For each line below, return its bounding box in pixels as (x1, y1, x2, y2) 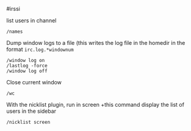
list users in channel (6, 17, 57, 24)
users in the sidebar (6, 107, 57, 115)
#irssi (6, 5, 20, 12)
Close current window (6, 79, 62, 86)
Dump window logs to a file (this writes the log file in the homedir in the (6, 39, 186, 46)
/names (6, 29, 23, 35)
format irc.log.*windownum (6, 45, 74, 53)
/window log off (6, 68, 48, 74)
